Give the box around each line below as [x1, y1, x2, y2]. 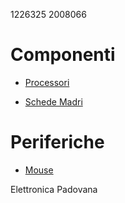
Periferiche [10, 131, 105, 154]
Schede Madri [24, 95, 83, 108]
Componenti [10, 44, 116, 66]
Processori [24, 76, 70, 88]
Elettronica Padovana [10, 183, 98, 195]
